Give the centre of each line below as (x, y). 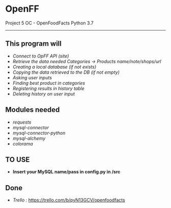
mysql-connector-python (39, 133)
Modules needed (33, 110)
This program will (34, 44)
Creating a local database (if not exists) (54, 67)
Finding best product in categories (49, 83)
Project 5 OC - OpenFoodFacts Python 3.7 (49, 23)
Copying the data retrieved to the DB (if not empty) (66, 72)
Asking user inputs (32, 77)
